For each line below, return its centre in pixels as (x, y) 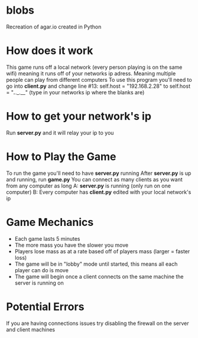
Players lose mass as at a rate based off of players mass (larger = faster (102, 251)
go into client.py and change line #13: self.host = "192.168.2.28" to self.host (98, 86)
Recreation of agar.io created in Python (54, 27)
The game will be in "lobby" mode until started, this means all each (96, 264)
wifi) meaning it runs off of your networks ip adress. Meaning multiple (91, 73)
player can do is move (42, 270)
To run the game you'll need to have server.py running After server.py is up (99, 173)
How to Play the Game (61, 157)
